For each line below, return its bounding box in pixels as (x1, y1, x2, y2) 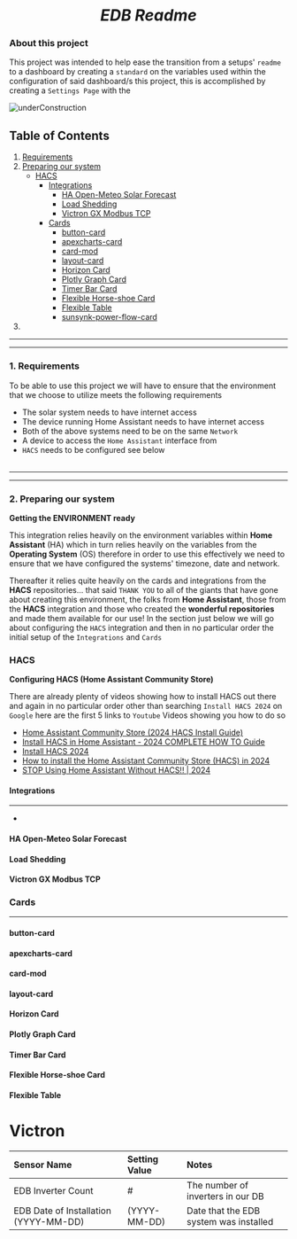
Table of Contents (9, 128, 110, 143)
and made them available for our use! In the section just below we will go (9, 612, 274, 623)
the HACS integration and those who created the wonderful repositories (9, 604, 275, 614)
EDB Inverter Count (13, 1184, 94, 1196)
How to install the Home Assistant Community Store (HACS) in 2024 (21, 755, 270, 767)
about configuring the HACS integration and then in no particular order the (9, 622, 274, 633)
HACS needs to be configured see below (21, 444, 165, 455)
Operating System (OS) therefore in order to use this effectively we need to (9, 549, 286, 559)
